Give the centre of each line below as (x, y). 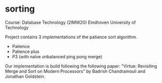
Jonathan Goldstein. (25, 76)
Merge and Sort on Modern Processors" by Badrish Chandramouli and (75, 71)
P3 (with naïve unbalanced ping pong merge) (57, 56)
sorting (20, 9)
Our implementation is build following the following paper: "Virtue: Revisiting (81, 66)
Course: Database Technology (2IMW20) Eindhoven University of (70, 22)
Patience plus (26, 51)
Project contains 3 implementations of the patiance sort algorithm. (71, 37)
